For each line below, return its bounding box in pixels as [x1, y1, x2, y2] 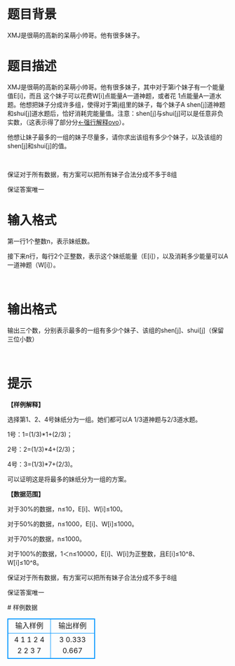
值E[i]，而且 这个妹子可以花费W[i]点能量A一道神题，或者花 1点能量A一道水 [7, 91, 222, 100]
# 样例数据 [7, 603, 38, 611]
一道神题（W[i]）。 [7, 261, 60, 269]
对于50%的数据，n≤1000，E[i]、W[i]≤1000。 [7, 519, 138, 528]
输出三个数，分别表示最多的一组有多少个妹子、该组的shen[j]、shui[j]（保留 [7, 326, 224, 334]
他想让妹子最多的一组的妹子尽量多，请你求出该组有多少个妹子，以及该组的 [7, 133, 222, 141]
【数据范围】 [7, 490, 44, 498]
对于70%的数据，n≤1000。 [7, 535, 86, 543]
